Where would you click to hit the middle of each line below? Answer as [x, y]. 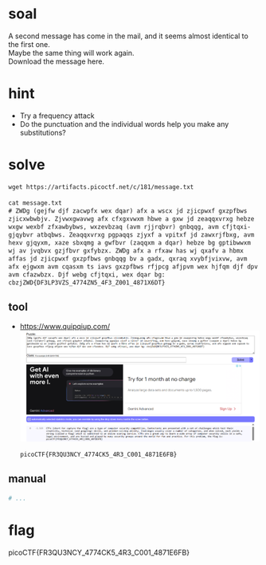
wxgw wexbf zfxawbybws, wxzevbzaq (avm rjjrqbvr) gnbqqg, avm [113, 227]
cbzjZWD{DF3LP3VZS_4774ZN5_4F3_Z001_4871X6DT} [87, 282]
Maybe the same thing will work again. [71, 53]
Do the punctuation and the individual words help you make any [124, 124]
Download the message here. [57, 61]
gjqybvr [21, 235]
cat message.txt [35, 203]
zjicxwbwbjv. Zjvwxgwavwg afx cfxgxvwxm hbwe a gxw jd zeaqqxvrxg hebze [131, 219]
